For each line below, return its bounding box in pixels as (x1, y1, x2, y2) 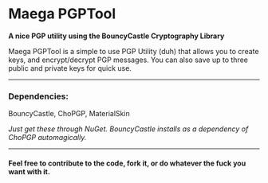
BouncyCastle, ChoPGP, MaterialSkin (8, 109, 130, 119)
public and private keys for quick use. (8, 63, 132, 72)
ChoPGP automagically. (8, 133, 87, 142)
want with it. (8, 166, 50, 176)
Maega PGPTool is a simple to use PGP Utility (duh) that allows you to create (8, 46, 259, 56)
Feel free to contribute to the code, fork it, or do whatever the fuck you (8, 158, 246, 168)
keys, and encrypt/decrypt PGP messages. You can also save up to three (8, 55, 249, 64)
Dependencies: (8, 91, 69, 102)
